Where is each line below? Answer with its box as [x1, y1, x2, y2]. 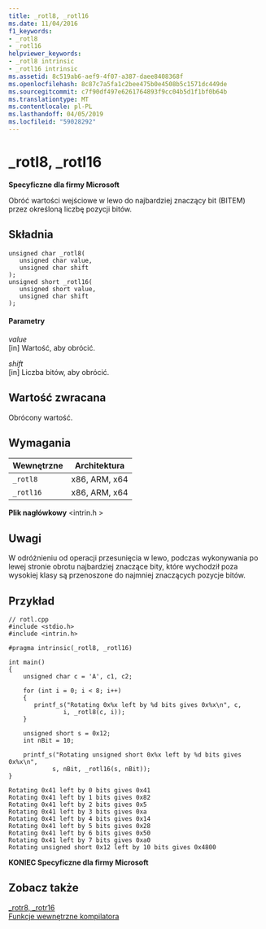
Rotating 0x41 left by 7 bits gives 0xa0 [8, 836, 151, 844]
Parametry [8, 316, 46, 326]
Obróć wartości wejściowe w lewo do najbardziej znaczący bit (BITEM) [8, 195, 246, 205]
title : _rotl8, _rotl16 [8, 11, 89, 20]
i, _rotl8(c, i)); [63, 709, 126, 717]
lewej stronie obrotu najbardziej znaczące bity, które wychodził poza [8, 562, 238, 572]
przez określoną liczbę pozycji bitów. [8, 204, 133, 214]
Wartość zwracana [8, 391, 107, 405]
